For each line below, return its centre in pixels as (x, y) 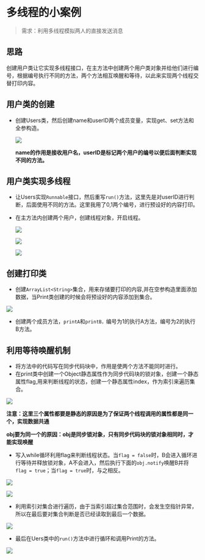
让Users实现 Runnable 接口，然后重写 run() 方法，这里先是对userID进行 (102, 197)
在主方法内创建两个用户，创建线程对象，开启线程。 (79, 218)
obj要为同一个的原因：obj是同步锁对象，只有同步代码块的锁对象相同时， (97, 434)
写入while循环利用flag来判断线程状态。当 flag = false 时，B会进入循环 (103, 455)
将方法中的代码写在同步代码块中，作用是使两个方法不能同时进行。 (98, 366)
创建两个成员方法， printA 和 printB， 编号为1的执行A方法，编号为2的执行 (105, 322)
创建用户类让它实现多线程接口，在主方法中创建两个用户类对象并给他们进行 (100, 67)
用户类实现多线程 (38, 181)
